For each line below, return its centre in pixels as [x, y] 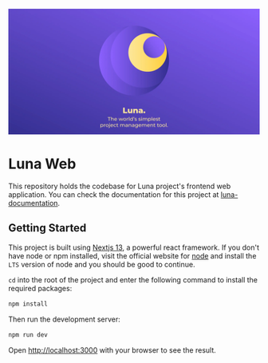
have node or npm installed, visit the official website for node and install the [132, 255]
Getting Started [47, 228]
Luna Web [42, 164]
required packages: [40, 288]
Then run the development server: [65, 319]
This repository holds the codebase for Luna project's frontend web [120, 186]
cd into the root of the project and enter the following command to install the [133, 279]
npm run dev [28, 335]
